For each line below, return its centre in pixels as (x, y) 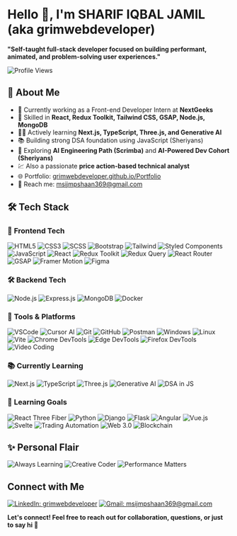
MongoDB (33, 125)
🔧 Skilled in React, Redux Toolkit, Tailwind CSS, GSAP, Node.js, (111, 117)
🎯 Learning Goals (37, 402)
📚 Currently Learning (45, 365)
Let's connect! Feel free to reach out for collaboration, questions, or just (115, 518)
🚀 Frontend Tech (36, 231)
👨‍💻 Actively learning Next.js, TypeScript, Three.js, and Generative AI (120, 132)
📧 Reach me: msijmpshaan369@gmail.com (80, 184)
